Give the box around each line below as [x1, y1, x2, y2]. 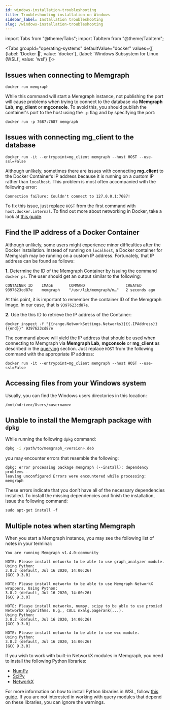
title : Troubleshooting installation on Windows [5, 12, 110, 17]
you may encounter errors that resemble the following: [5, 455, 119, 461]
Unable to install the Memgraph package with [5, 416, 152, 425]
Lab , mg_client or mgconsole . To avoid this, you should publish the [5, 104, 147, 110]
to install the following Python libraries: [5, 658, 87, 664]
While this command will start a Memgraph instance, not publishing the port [5, 93, 164, 100]
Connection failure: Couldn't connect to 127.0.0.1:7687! [5, 193, 130, 199]
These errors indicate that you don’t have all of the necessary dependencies [5, 487, 165, 493]
